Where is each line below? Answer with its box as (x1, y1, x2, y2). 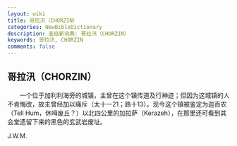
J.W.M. (7, 131, 28, 140)
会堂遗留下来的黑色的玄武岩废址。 (7, 117, 107, 126)
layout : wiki (7, 10, 46, 18)
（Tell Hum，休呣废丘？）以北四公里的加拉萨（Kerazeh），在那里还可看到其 (7, 109, 227, 117)
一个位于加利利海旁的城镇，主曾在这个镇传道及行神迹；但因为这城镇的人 (19, 91, 230, 99)
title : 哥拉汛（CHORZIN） (7, 17, 78, 24)
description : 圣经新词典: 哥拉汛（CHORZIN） (7, 30, 130, 37)
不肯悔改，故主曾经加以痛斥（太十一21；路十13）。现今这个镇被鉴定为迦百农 (7, 99, 227, 108)
